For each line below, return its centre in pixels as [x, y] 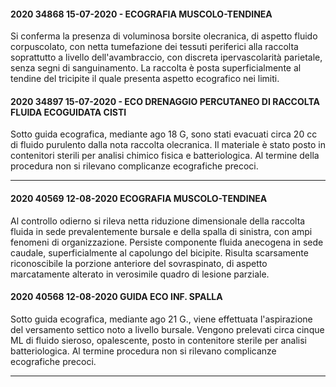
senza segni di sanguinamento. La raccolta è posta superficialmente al [156, 68]
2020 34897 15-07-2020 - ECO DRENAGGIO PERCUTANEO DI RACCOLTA [165, 101]
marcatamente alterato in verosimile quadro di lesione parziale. [140, 274]
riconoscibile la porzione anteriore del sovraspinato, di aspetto [139, 263]
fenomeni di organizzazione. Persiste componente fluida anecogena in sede [167, 242]
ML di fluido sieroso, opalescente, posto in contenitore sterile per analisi [159, 340]
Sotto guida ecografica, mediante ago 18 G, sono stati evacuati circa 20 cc [164, 134]
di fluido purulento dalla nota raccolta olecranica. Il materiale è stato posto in [168, 145]
